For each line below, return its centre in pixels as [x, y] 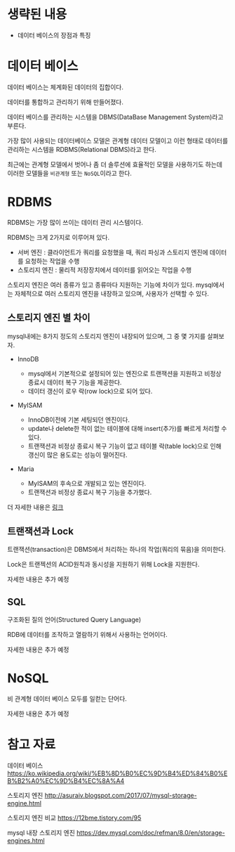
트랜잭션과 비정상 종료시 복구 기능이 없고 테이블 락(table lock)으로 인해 [125, 446]
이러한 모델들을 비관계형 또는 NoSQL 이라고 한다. [69, 173]
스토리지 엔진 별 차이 [49, 318]
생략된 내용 [37, 14]
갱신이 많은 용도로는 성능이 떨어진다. [78, 455]
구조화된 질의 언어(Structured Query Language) [74, 620]
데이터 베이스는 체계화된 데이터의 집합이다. [66, 87]
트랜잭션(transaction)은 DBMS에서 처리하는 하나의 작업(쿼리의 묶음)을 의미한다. [116, 550]
